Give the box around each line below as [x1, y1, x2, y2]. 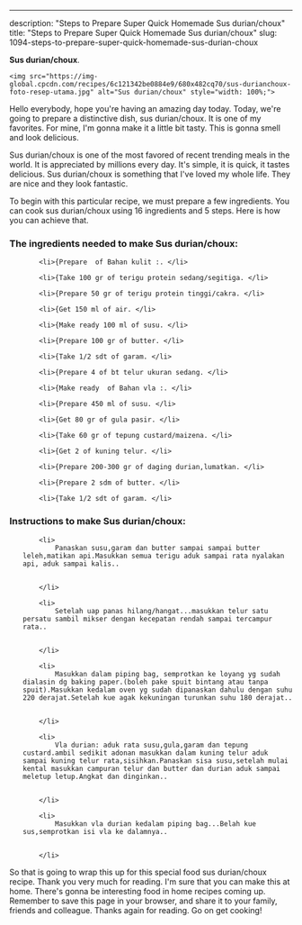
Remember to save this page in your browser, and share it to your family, [9, 895, 278, 906]
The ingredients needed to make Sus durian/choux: [9, 237, 238, 249]
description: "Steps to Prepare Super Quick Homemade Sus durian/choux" [9, 18, 286, 28]
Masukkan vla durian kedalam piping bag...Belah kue [55, 819, 257, 829]
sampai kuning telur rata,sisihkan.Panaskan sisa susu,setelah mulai [22, 756, 289, 766]
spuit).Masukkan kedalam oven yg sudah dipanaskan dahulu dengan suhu [22, 685, 293, 694]
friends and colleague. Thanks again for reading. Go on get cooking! [9, 904, 262, 915]
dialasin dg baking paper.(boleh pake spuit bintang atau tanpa [22, 677, 269, 686]
